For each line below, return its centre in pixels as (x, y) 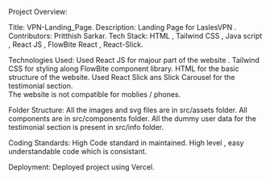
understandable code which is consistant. (78, 151)
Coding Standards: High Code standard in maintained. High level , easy (126, 143)
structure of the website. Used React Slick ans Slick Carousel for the (122, 77)
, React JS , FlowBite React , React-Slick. (76, 44)
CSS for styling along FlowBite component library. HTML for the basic (124, 69)
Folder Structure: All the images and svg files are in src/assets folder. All (128, 110)
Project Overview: (38, 12)
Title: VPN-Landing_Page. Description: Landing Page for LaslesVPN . (123, 27)
